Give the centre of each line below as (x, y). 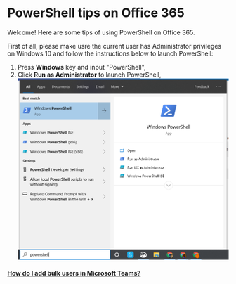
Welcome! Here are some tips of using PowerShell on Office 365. (101, 32)
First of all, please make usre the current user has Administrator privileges (114, 46)
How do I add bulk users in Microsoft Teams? (74, 273)
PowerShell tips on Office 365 (96, 13)
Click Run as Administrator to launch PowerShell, (89, 75)
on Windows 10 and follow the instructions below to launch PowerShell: (110, 53)
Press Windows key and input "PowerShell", (81, 67)
